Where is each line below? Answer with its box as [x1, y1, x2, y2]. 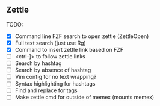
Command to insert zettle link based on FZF [14, 46, 124, 53]
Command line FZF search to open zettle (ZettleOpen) [14, 33, 149, 40]
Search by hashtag [14, 60, 62, 67]
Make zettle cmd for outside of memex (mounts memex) [14, 93, 155, 101]
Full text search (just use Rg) [14, 39, 86, 46]
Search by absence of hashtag [14, 66, 91, 74]
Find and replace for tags [14, 87, 78, 94]
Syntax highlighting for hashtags [14, 80, 96, 87]
